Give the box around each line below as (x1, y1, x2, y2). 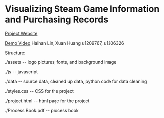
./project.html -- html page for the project (5, 98, 90, 104)
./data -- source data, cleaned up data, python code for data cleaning (5, 78, 147, 84)
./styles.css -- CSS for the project (5, 88, 74, 94)
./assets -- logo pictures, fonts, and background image (5, 59, 117, 65)
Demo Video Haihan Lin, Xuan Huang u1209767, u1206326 (5, 40, 124, 46)
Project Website (5, 30, 38, 36)
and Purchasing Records (5, 14, 108, 25)
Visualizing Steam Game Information (5, 3, 160, 15)
